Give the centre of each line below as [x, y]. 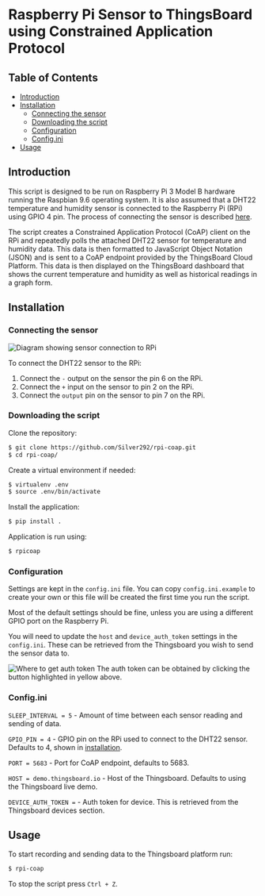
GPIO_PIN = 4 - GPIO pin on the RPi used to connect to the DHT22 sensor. [128, 739]
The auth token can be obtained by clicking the [173, 669]
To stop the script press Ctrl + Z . [63, 884]
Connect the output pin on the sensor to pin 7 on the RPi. [112, 395]
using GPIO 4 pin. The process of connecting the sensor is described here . [130, 217]
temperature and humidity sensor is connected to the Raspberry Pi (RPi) [125, 208]
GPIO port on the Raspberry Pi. [59, 621]
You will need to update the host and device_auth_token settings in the [123, 636]
